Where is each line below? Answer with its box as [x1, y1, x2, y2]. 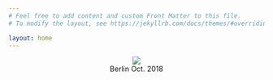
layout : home [8, 34, 53, 42]
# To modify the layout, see [8, 19, 107, 27]
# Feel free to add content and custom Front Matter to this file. [8, 11, 242, 20]
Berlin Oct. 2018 [109, 64, 164, 74]
